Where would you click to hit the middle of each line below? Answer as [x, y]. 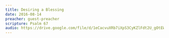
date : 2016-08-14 [23, 14]
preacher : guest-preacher [32, 19]
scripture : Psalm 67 [27, 23]
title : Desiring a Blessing [35, 10]
